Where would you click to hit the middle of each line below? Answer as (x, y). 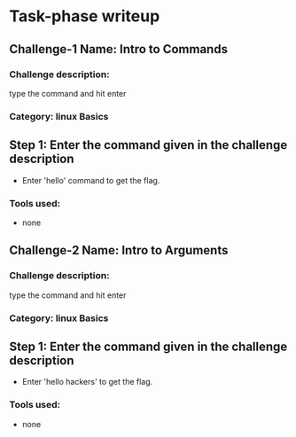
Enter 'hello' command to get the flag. (91, 180)
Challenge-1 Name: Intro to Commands (119, 49)
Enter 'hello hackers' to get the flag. (87, 382)
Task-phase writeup (85, 16)
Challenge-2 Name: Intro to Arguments (119, 250)
